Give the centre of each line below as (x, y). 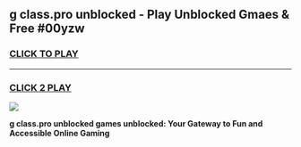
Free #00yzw (47, 29)
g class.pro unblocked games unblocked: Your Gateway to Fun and (136, 123)
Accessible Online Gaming (60, 133)
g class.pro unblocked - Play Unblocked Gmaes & (149, 15)
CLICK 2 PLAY (40, 87)
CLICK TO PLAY (44, 54)
